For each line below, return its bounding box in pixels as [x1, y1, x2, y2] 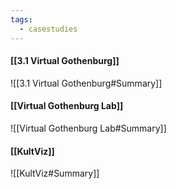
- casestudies [19, 24, 78, 34]
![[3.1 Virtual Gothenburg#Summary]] [10, 77, 163, 89]
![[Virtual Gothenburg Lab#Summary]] [10, 122, 167, 134]
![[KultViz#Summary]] [10, 167, 100, 180]
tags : [10, 14, 33, 25]
